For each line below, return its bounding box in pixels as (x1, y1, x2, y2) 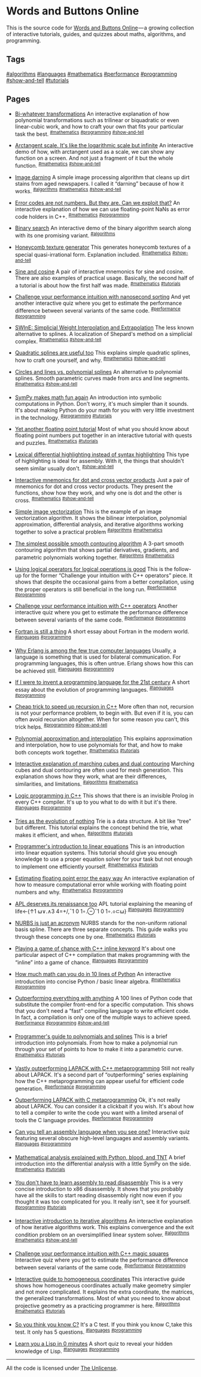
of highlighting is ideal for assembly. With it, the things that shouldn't (14, 457, 184, 465)
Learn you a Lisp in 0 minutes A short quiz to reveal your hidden (14, 1340, 173, 1347)
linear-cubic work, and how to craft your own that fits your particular (14, 123, 184, 130)
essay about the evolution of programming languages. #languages (14, 685, 174, 693)
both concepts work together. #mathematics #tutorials (14, 747, 139, 756)
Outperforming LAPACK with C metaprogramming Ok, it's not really (14, 1096, 181, 1104)
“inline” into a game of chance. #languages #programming (14, 957, 148, 966)
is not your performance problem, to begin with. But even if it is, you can (14, 709, 193, 716)
